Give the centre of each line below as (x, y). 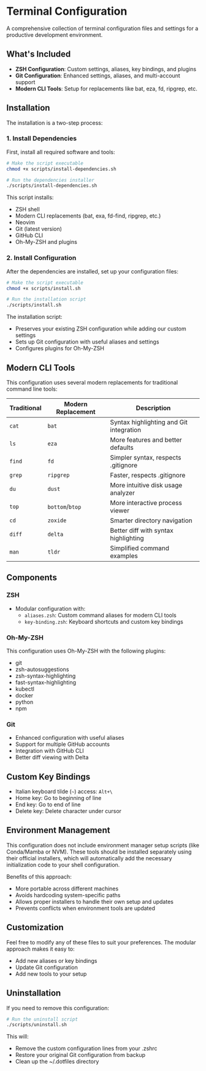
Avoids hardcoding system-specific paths (68, 895)
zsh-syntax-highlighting (45, 676)
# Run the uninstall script (42, 1019)
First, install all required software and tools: (61, 152)
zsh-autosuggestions (42, 669)
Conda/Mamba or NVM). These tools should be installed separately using (99, 852)
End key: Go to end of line (48, 805)
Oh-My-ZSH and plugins (46, 242)
